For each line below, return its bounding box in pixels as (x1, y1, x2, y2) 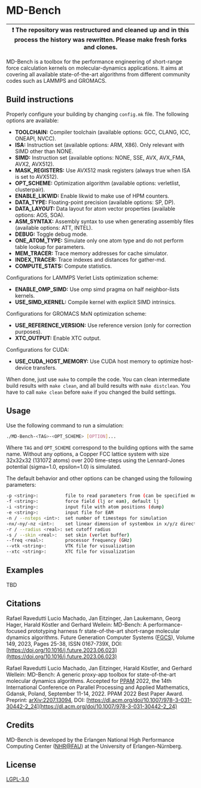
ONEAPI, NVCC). (14, 134, 57, 142)
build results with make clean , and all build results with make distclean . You (6, 382, 191, 389)
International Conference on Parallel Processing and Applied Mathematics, (6, 684, 190, 691)
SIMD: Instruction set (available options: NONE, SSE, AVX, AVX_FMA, (14, 154, 185, 161)
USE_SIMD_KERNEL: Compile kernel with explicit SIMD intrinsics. (14, 298, 176, 305)
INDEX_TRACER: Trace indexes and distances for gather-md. (14, 256, 166, 263)
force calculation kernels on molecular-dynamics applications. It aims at (6, 64, 184, 71)
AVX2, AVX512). (14, 160, 54, 167)
